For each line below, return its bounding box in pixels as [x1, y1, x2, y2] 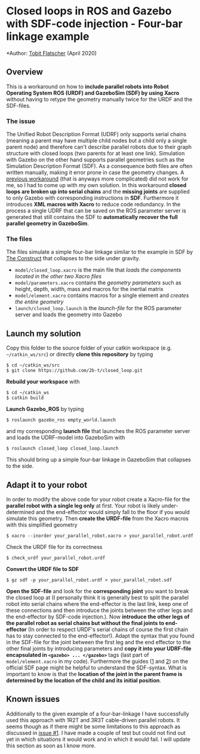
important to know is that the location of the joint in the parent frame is [6, 670, 183, 677]
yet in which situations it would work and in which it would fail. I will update [6, 735, 191, 743]
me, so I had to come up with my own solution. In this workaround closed [6, 182, 187, 189]
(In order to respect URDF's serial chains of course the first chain [27, 626, 188, 633]
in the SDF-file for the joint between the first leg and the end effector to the [6, 638, 191, 645]
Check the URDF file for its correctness [6, 543, 103, 550]
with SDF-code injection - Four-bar [6, 17, 183, 31]
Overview [6, 67, 44, 77]
